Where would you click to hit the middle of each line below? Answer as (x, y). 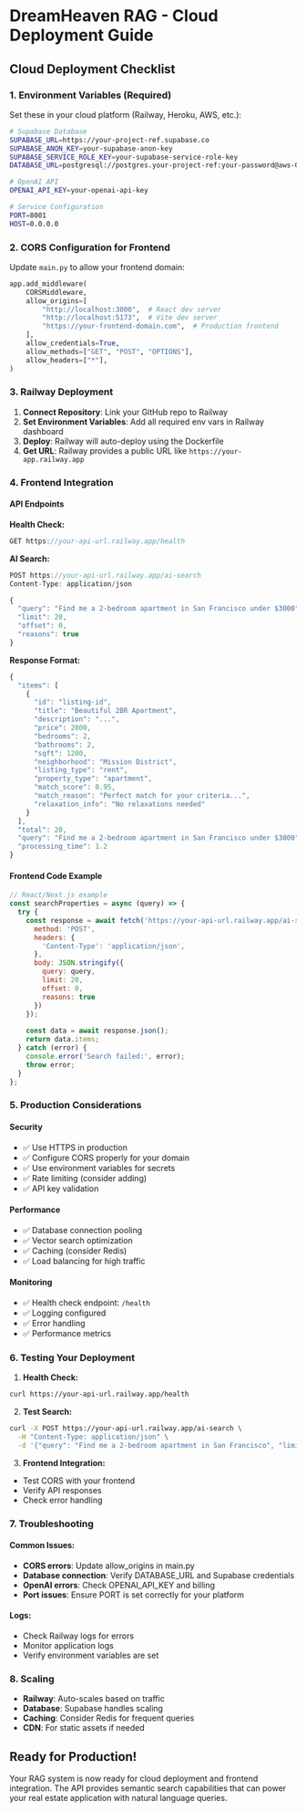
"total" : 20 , (42, 830)
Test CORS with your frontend (79, 1481)
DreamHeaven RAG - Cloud (114, 16)
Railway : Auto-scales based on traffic (94, 1699)
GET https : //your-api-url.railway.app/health (97, 541)
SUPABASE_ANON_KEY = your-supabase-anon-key (91, 148)
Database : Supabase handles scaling (93, 1709)
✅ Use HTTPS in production (75, 1147)
